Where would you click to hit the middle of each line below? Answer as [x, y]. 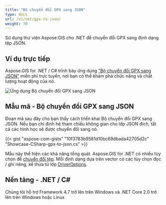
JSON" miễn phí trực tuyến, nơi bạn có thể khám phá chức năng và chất [79, 76]
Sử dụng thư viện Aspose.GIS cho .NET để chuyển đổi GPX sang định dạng [82, 38]
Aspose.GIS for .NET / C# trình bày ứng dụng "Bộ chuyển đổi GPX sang [78, 71]
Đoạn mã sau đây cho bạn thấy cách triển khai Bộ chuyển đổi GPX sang [79, 118]
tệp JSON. [16, 43]
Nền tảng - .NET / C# [38, 180]
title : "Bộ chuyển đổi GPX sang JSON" [45, 10]
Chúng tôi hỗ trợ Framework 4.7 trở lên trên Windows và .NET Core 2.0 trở [81, 192]
